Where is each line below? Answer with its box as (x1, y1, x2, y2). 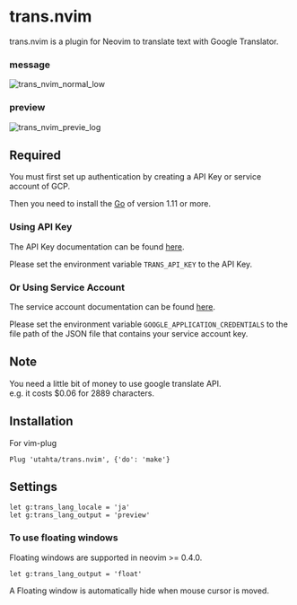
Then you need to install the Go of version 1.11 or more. (9, 198, 212, 209)
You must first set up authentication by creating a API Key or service (9, 171, 262, 182)
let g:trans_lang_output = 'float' (9, 569, 143, 578)
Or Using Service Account (9, 281, 126, 294)
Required (9, 147, 61, 162)
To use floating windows (9, 531, 118, 544)
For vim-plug (9, 437, 57, 448)
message (9, 58, 51, 71)
